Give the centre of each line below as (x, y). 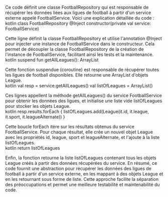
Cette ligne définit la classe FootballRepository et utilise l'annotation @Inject (83, 38)
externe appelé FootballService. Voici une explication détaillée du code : (80, 18)
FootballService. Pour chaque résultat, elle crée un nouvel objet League (79, 132)
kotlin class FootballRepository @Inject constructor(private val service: (78, 23)
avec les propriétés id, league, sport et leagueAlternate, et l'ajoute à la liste (82, 137)
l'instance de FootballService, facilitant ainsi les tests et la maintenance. (79, 54)
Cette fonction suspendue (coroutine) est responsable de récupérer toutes (82, 70)
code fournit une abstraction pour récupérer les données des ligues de (78, 169)
